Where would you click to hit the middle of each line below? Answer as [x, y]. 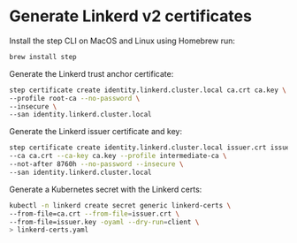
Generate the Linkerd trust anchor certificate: [91, 73]
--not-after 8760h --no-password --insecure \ [96, 164]
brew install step [43, 57]
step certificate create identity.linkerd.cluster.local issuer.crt [138, 148]
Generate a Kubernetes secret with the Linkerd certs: [106, 189]
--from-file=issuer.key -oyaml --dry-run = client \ [104, 222]
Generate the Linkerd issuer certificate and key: [96, 132]
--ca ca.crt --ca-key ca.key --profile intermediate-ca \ [118, 156]
